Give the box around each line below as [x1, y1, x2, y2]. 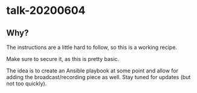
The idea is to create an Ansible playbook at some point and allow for [6, 67, 179, 74]
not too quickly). [6, 80, 47, 87]
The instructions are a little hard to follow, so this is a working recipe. [6, 43, 177, 51]
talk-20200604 [6, 4, 86, 18]
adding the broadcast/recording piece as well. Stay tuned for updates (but [6, 74, 191, 80]
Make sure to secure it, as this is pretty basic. [6, 56, 120, 62]
